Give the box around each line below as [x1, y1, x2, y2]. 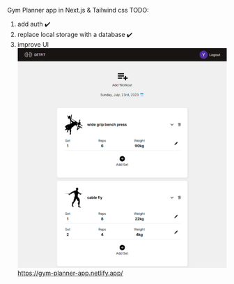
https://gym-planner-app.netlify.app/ [17, 269, 123, 278]
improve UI [17, 40, 49, 48]
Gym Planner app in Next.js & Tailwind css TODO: [7, 6, 149, 14]
